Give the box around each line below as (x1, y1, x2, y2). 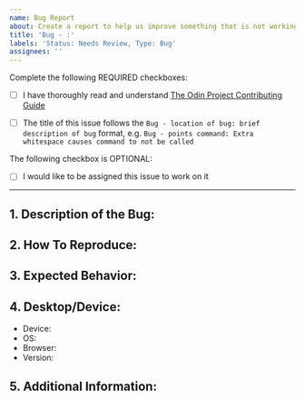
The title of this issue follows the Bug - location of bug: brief (22, 117, 261, 128)
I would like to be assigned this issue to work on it (22, 171, 209, 182)
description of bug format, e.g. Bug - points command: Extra (22, 128, 254, 139)
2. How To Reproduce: (9, 237, 138, 253)
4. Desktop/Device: (9, 299, 121, 315)
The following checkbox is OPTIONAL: (9, 154, 152, 165)
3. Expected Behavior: (9, 268, 137, 284)
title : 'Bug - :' (9, 30, 75, 39)
